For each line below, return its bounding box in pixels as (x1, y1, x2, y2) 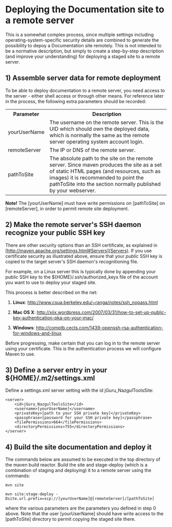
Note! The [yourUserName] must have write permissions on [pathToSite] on (5, 200, 165, 206)
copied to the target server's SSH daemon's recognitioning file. (5, 258, 139, 265)
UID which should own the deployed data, (49, 125, 150, 132)
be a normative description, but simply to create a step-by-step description (5, 48, 164, 54)
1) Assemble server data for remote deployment (5, 73, 161, 83)
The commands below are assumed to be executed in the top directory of (5, 456, 160, 463)
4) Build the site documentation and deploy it (5, 443, 152, 451)
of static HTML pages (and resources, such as (49, 167, 161, 175)
